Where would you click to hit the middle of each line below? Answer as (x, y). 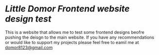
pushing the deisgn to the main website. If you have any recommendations (80, 37)
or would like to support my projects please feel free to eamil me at (72, 42)
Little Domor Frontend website (67, 9)
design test (28, 19)
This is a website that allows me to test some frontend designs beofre (75, 32)
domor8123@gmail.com (29, 47)
